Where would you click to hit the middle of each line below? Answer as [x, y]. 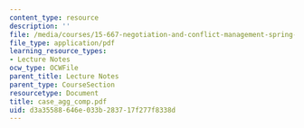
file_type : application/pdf [62, 43]
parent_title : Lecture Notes [64, 77]
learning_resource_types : [58, 51]
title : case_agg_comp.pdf [58, 101]
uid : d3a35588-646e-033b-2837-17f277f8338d [93, 110]
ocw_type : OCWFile [44, 69]
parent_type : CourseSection [62, 85]
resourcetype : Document [54, 93]
